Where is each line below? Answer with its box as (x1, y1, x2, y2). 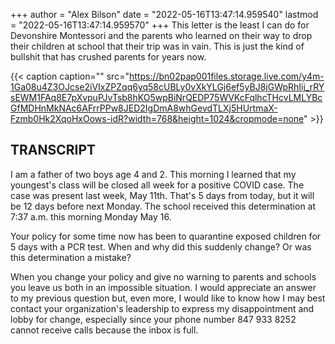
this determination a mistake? (10, 251, 132, 263)
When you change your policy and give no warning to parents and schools (10, 270, 317, 283)
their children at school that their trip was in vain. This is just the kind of (10, 40, 305, 52)
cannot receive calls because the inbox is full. (10, 324, 199, 336)
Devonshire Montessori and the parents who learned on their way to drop (10, 30, 313, 41)
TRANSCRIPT (10, 142, 97, 159)
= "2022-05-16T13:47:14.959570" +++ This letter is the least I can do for (10, 19, 310, 31)
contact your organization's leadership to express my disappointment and (10, 302, 315, 314)
